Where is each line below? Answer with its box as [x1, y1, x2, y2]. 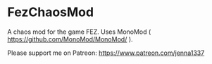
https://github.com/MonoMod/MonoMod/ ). [7, 34, 133, 43]
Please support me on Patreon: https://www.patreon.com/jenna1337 [7, 49, 205, 57]
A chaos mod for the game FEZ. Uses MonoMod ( [7, 27, 151, 36]
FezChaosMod [7, 4, 94, 20]
